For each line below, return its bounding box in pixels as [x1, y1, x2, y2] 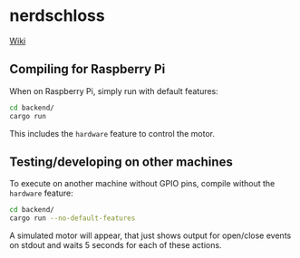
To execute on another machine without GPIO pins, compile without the [9, 178, 276, 189]
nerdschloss [9, 5, 106, 26]
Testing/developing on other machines [9, 154, 233, 169]
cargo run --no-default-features [9, 214, 136, 223]
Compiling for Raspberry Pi [9, 62, 166, 77]
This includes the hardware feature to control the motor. [9, 128, 216, 139]
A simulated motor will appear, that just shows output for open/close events [9, 230, 292, 241]
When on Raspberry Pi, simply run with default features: [9, 85, 219, 96]
